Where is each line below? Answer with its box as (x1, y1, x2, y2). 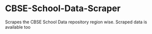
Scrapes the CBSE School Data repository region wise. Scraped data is (5, 19, 147, 25)
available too (5, 24, 31, 30)
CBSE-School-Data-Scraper (5, 3, 121, 14)
